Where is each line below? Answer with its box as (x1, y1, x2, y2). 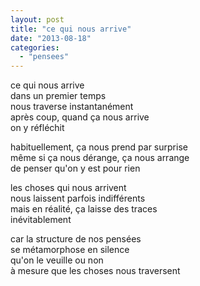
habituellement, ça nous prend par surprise (10, 141, 188, 153)
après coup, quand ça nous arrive (10, 111, 150, 123)
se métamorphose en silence (10, 244, 130, 256)
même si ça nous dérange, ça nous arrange (10, 152, 190, 164)
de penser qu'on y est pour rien (10, 162, 141, 175)
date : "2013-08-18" (10, 33, 92, 43)
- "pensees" (19, 52, 70, 62)
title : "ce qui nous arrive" (10, 24, 132, 34)
